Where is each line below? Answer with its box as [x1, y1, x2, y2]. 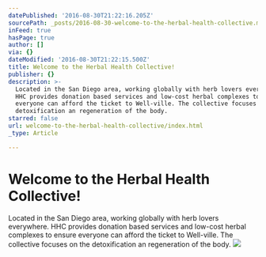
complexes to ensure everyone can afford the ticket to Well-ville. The [8, 230, 234, 240]
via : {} [8, 48, 34, 56]
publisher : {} [8, 70, 55, 78]
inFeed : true [8, 26, 51, 34]
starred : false [8, 115, 59, 123]
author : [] [8, 41, 44, 49]
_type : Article [8, 129, 59, 137]
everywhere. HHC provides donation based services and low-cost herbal [8, 221, 247, 231]
